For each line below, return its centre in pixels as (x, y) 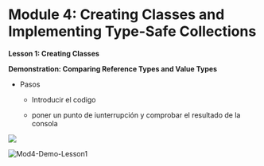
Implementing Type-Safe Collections (132, 31)
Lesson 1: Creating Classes (54, 53)
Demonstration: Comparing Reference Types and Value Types (113, 68)
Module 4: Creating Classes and (116, 15)
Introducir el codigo (64, 99)
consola (45, 123)
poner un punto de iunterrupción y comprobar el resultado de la (136, 115)
